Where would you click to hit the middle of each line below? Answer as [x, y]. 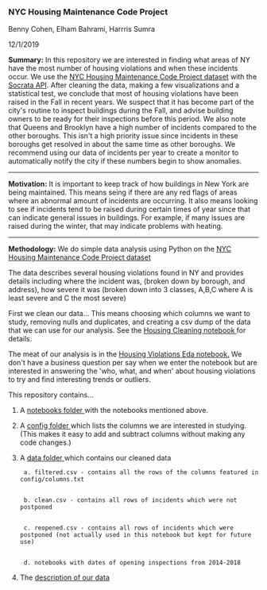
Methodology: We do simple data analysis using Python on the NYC [120, 249]
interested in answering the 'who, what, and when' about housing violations [132, 371]
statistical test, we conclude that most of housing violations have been [123, 94]
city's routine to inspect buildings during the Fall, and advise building [121, 110]
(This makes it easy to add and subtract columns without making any [132, 434]
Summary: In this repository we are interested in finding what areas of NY [129, 60]
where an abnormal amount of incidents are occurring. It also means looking [133, 201]
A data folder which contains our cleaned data [95, 458]
